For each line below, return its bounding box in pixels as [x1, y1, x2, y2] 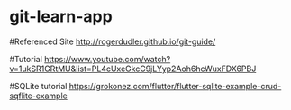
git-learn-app [9, 6, 113, 27]
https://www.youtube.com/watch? [43, 53, 171, 64]
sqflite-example [9, 90, 68, 101]
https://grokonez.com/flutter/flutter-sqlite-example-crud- [68, 80, 282, 91]
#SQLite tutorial [9, 80, 68, 91]
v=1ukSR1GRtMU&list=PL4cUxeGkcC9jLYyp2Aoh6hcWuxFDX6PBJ [9, 63, 257, 74]
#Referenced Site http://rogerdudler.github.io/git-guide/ [9, 36, 216, 47]
